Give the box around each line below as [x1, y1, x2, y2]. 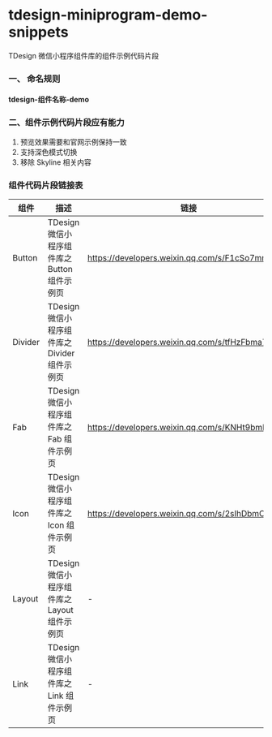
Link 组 [47, 690, 74, 701]
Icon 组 [47, 519, 75, 531]
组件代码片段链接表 [8, 179, 83, 191]
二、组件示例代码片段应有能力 [8, 117, 125, 128]
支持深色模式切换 [19, 147, 78, 157]
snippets [8, 23, 69, 41]
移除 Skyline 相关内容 [19, 157, 91, 167]
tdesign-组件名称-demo [8, 95, 89, 105]
